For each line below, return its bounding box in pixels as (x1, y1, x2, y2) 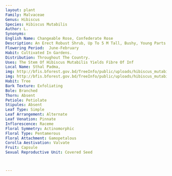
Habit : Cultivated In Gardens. (5, 50, 72, 55)
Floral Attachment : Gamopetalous (5, 136, 77, 141)
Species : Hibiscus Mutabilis (5, 21, 68, 27)
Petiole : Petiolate (5, 97, 47, 103)
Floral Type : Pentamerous (5, 131, 60, 136)
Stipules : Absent (5, 103, 42, 108)
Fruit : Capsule (5, 145, 38, 150)
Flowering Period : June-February (5, 45, 79, 51)
